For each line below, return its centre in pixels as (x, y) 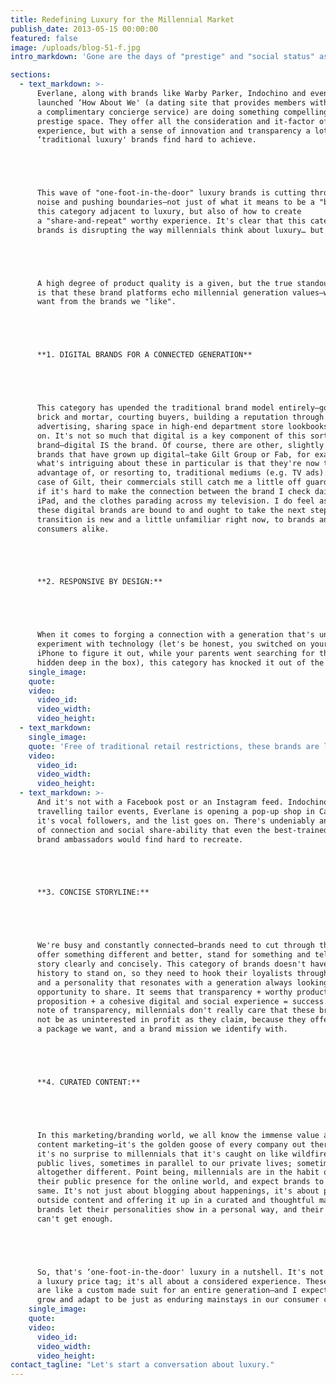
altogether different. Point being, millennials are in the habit (178, 1172)
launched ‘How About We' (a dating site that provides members (171, 102)
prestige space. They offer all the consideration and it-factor (175, 121)
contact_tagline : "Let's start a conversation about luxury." (142, 1365)
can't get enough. (75, 1219)
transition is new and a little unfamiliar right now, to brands (175, 519)
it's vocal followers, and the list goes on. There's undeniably (175, 821)
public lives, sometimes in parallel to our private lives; (164, 1163)
